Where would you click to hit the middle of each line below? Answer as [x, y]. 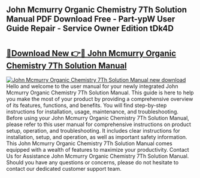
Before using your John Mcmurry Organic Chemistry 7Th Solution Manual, [98, 118]
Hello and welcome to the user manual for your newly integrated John [92, 86]
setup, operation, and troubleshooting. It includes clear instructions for [93, 131]
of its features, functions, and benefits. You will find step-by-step [87, 105]
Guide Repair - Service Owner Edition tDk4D [90, 28]
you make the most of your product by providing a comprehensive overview [100, 99]
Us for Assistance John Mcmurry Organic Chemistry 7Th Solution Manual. [98, 156]
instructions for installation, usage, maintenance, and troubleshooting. [92, 112]
